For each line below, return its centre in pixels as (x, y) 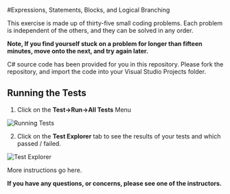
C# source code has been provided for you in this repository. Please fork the (115, 64)
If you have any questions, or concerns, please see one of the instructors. (114, 183)
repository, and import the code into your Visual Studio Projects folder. (107, 72)
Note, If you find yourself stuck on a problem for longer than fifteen (105, 44)
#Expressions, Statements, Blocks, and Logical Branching (89, 10)
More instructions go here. (45, 170)
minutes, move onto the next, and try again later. (78, 51)
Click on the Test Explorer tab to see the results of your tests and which (119, 136)
